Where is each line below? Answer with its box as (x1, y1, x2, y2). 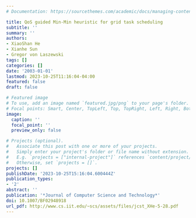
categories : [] (6, 63, 43, 68)
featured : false (6, 79, 45, 85)
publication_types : (6, 176, 54, 182)
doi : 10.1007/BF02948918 (6, 198, 66, 203)
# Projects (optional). (6, 138, 64, 144)
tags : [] (6, 57, 27, 63)
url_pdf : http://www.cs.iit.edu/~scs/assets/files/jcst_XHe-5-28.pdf (6, 203, 179, 209)
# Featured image (6, 95, 48, 101)
